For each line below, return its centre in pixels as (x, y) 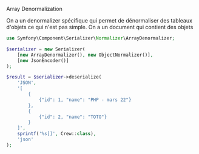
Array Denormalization (34, 9)
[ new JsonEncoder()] (43, 60)
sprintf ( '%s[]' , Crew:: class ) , (57, 134)
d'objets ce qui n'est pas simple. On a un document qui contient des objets (100, 27)
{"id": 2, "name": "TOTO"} (73, 117)
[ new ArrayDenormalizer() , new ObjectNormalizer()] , (85, 55)
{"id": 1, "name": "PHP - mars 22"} (85, 100)
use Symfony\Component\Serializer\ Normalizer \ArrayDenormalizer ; (90, 38)
